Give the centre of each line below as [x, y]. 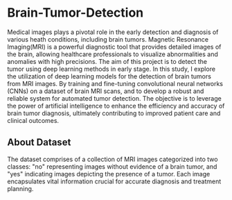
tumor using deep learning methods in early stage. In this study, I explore [111, 69]
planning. [20, 188]
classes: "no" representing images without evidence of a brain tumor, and [112, 166]
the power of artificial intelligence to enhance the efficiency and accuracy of [116, 106]
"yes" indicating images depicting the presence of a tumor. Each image [109, 174]
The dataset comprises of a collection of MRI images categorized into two [113, 159]
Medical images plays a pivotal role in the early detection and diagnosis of [113, 32]
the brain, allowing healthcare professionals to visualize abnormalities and [113, 54]
